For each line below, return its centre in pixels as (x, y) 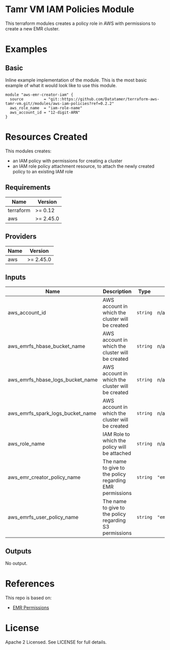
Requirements (28, 188)
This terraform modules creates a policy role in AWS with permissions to (80, 23)
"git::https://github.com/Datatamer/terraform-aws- (104, 99)
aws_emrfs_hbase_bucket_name (47, 347)
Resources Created (47, 137)
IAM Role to (116, 434)
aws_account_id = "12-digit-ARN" (45, 112)
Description (117, 291)
